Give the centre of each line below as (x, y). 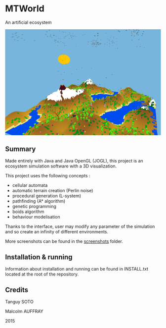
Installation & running (39, 257)
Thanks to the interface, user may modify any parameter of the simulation (80, 226)
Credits (17, 290)
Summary (21, 149)
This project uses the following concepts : (48, 176)
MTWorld (25, 9)
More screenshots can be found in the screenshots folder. (64, 241)
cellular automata (30, 185)
